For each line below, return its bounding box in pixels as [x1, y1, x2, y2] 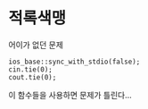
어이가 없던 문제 [8, 39, 64, 50]
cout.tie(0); [8, 72, 57, 81]
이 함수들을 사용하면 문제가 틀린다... [8, 89, 133, 100]
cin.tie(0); [8, 64, 53, 74]
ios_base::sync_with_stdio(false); [8, 57, 141, 66]
